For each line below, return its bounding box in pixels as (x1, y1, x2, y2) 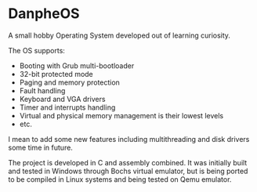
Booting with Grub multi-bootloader (19, 60, 135, 71)
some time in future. (8, 143, 73, 152)
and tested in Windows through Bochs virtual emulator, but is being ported (8, 166, 248, 176)
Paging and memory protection (19, 78, 120, 87)
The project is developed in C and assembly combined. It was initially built (8, 158, 248, 167)
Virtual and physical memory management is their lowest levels (19, 110, 224, 120)
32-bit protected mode (19, 69, 94, 78)
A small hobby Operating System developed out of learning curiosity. (8, 31, 231, 40)
